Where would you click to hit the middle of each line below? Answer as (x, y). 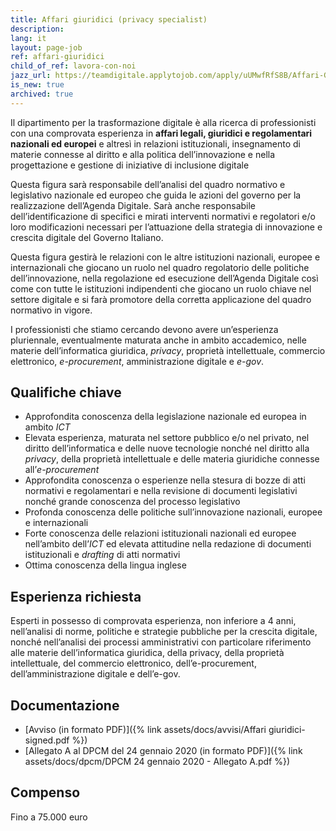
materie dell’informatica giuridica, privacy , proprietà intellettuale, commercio (168, 350)
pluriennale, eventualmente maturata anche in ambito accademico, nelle (158, 340)
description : (37, 29)
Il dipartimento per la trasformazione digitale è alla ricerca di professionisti (163, 122)
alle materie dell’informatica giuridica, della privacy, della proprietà (147, 653)
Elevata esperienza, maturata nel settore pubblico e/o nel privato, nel (167, 438)
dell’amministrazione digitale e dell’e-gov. (95, 674)
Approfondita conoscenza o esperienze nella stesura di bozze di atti (165, 480)
